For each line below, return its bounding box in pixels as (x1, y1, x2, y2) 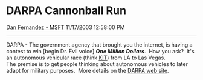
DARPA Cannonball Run (6, 4, 127, 18)
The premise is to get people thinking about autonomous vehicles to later (6, 60, 188, 67)
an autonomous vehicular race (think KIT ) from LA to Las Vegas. (6, 54, 166, 61)
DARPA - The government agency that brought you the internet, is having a (6, 41, 193, 48)
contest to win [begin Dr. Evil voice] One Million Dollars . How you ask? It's (6, 47, 195, 55)
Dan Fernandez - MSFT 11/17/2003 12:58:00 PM (6, 24, 125, 31)
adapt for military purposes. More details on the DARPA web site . (6, 67, 169, 74)
